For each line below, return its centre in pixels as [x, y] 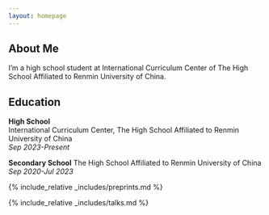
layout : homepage [38, 16]
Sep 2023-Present [39, 147]
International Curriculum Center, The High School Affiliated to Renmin [124, 130]
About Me [34, 49]
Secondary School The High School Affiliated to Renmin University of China [135, 163]
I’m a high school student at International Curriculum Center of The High [128, 68]
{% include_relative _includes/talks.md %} [79, 203]
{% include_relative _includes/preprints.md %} [86, 188]
